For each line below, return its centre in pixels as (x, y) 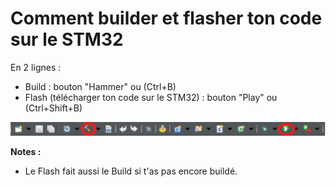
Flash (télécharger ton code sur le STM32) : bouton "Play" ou (151, 97)
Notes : (26, 152)
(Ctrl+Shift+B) (53, 108)
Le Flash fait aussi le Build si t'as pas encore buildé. (131, 171)
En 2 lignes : (36, 67)
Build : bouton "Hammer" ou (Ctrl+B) (100, 86)
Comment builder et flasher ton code (166, 18)
